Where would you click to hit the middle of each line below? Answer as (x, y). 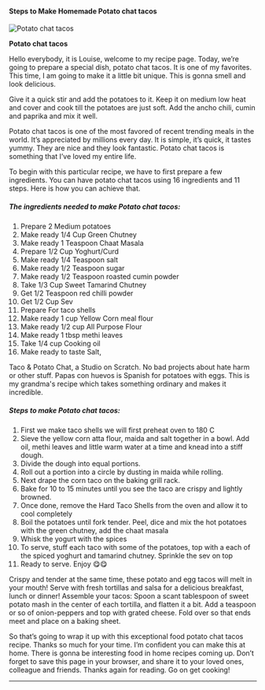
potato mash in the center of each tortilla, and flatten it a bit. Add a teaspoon (132, 605)
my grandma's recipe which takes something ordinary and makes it (118, 384)
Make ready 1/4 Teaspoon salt (69, 260)
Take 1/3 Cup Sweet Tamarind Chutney (83, 285)
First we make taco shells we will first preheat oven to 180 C (117, 430)
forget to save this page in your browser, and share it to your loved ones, (127, 662)
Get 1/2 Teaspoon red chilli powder (77, 293)
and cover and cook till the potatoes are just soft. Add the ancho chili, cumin (132, 108)
